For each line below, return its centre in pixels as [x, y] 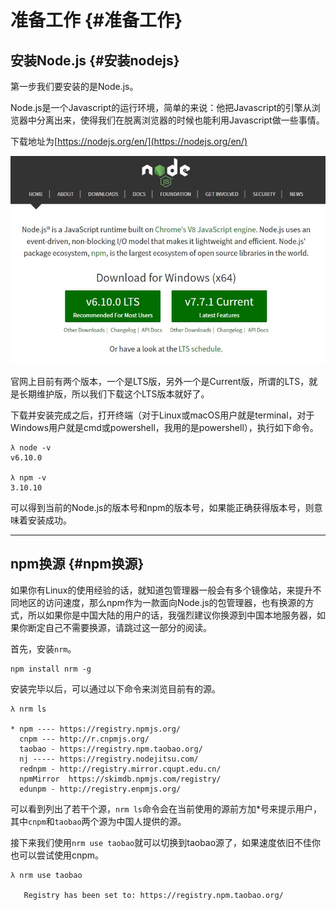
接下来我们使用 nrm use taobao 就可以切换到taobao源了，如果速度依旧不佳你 [166, 842]
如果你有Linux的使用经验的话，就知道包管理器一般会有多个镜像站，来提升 [161, 590]
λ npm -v [28, 478]
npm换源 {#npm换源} [77, 564]
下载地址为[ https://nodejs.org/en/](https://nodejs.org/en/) [129, 141]
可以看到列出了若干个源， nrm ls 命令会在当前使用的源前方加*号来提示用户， [166, 808]
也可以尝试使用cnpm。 [57, 855]
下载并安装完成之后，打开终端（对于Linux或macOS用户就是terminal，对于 [162, 415]
